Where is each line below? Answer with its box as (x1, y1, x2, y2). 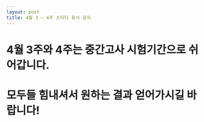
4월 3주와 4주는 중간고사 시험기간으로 (6, 43, 186, 57)
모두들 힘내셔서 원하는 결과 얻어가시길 (6, 88, 185, 102)
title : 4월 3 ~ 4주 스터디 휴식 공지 (6, 15, 91, 21)
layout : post (6, 9, 40, 15)
